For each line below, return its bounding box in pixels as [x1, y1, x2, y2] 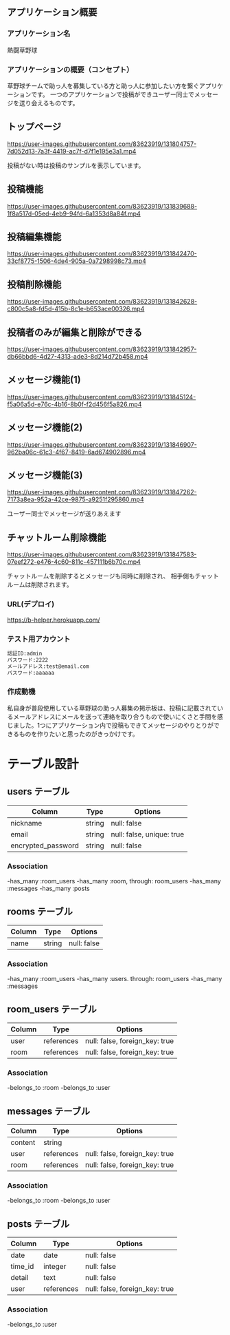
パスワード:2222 [7, 656, 49, 663]
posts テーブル [7, 1218, 70, 1230]
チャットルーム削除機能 [7, 532, 106, 543]
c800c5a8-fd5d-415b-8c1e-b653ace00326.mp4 [7, 305, 145, 313]
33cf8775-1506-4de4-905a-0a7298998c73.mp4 [7, 257, 146, 265]
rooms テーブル [7, 906, 73, 918]
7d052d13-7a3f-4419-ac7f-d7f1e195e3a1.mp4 [7, 147, 137, 155]
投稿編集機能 [7, 231, 62, 242]
